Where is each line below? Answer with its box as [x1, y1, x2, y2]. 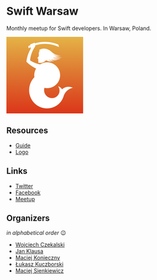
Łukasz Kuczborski [15, 260, 64, 268]
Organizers [6, 213, 50, 223]
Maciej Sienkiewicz [15, 267, 64, 274]
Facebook [15, 189, 41, 196]
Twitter [15, 182, 34, 189]
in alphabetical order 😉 [6, 229, 66, 236]
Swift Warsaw [6, 4, 78, 18]
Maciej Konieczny [15, 254, 60, 262]
